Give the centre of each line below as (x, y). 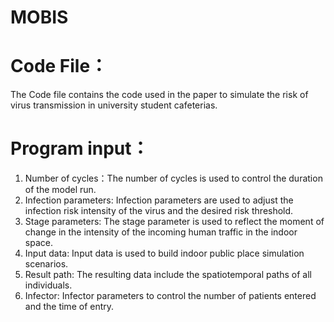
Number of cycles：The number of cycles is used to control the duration (173, 178)
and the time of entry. (69, 307)
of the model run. (60, 190)
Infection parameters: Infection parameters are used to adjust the (159, 200)
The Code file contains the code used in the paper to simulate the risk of (159, 95)
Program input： (80, 148)
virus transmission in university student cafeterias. (114, 105)
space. (38, 243)
